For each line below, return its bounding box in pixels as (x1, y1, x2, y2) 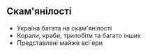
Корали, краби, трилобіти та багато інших (16, 31, 141, 39)
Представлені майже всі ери (16, 38, 103, 47)
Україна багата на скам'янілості (16, 24, 112, 32)
